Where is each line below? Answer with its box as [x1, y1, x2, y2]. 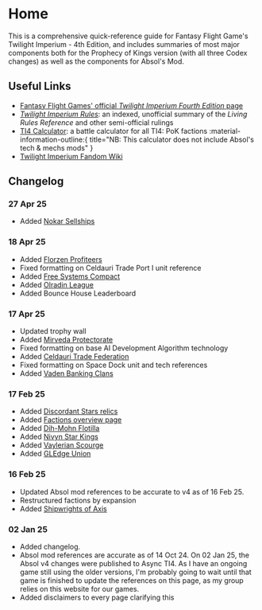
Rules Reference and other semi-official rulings [19, 117, 174, 127]
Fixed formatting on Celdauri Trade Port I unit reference [19, 263, 202, 272]
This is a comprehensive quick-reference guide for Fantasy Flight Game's [8, 31, 249, 41]
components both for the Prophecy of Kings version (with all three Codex [8, 48, 248, 57]
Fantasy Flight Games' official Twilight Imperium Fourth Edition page [19, 100, 244, 110]
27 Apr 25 [8, 198, 48, 209]
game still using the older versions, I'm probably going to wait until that [19, 567, 252, 577]
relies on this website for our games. [19, 584, 140, 593]
